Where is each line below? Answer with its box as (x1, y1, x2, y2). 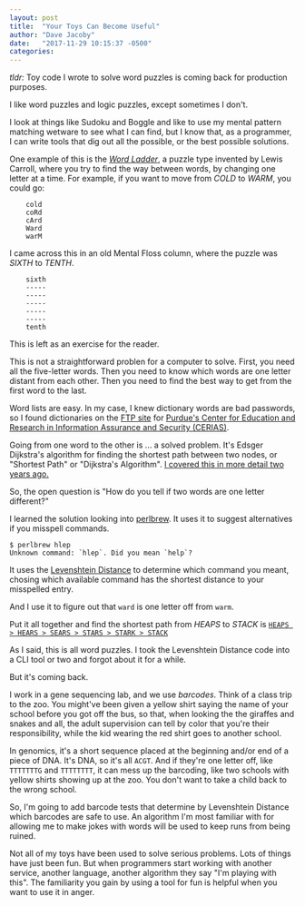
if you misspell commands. (9, 523, 110, 534)
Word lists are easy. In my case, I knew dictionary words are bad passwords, (9, 403, 296, 414)
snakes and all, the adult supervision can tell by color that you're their (9, 718, 270, 729)
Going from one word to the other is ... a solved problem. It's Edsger (9, 439, 264, 450)
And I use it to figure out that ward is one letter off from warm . (9, 601, 234, 613)
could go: (9, 182, 45, 193)
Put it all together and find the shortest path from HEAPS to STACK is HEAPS (9, 619, 290, 630)
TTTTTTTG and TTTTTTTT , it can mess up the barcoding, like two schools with (9, 764, 290, 776)
